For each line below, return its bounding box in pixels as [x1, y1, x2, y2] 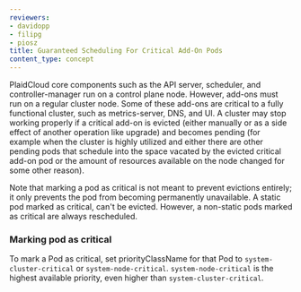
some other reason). [9, 165, 85, 176]
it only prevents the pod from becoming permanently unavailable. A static [9, 192, 281, 202]
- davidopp [9, 21, 50, 30]
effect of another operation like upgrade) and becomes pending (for [9, 127, 261, 137]
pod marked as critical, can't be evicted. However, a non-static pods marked [9, 202, 293, 211]
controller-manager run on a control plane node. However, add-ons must [9, 89, 279, 99]
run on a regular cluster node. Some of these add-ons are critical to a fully [9, 99, 284, 108]
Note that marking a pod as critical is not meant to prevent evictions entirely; [9, 183, 292, 193]
